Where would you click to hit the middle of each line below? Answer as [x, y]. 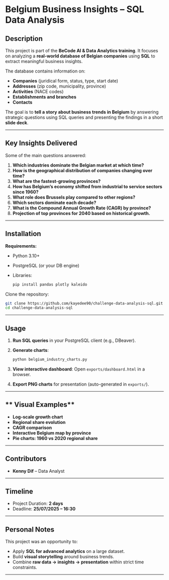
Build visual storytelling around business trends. [63, 557]
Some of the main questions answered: [46, 155]
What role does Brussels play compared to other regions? [74, 197]
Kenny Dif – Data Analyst [38, 471]
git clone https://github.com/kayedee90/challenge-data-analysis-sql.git [84, 303]
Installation [23, 234]
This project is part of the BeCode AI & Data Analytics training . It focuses [82, 51]
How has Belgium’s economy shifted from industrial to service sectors [87, 186]
